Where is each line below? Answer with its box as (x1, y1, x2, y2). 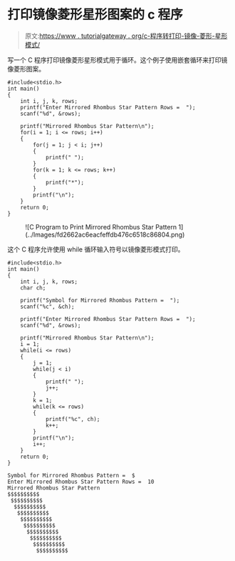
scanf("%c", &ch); (20, 303, 75, 310)
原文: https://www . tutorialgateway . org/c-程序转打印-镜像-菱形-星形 (24, 31, 228, 40)
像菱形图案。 (7, 64, 45, 73)
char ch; (20, 284, 46, 292)
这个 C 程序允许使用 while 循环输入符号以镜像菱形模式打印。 (7, 244, 184, 254)
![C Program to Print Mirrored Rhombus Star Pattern (25, 222, 177, 231)
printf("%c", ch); (45, 415, 100, 422)
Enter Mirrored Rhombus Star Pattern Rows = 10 (7, 478, 155, 485)
